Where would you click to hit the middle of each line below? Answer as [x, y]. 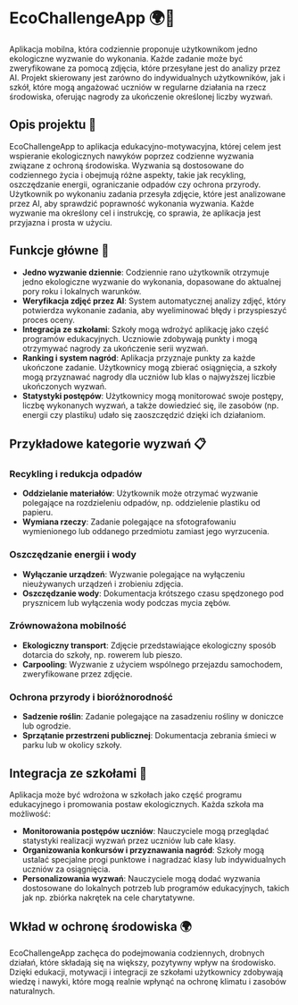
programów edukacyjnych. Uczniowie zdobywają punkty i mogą [140, 338]
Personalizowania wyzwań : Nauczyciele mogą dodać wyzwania [141, 878]
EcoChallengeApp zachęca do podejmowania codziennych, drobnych [137, 953]
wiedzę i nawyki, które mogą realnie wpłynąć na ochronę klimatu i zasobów [148, 981]
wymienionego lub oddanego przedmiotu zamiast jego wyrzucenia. [146, 532]
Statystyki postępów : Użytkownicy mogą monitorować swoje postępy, [153, 396]
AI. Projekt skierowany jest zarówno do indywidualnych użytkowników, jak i [147, 77]
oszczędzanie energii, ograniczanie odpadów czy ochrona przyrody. [135, 184]
